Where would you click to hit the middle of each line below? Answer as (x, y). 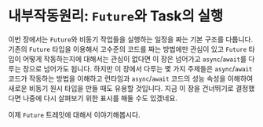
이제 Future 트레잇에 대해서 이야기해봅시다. (74, 114)
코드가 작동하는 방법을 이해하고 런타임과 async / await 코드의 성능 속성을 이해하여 (131, 78)
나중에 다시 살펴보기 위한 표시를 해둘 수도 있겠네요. (100, 98)
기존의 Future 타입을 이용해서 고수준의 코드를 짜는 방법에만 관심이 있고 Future (128, 49)
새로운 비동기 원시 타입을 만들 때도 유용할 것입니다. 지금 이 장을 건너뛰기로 (121, 88)
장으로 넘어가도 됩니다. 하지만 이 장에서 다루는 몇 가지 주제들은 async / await (137, 68)
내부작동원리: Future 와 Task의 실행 (116, 16)
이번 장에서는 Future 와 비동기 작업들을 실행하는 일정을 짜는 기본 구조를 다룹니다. (131, 39)
